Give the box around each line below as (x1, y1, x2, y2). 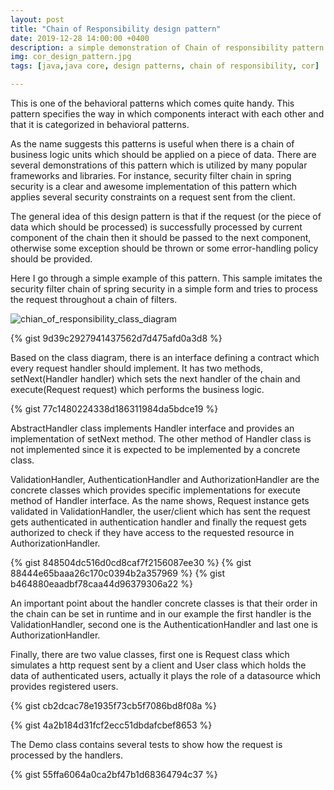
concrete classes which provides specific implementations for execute (10, 484, 301, 496)
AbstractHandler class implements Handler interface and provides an (10, 422, 295, 434)
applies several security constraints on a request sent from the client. (10, 191, 296, 203)
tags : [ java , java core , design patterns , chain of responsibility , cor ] (10, 61, 320, 71)
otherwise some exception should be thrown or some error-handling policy (10, 242, 319, 254)
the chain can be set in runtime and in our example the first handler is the (10, 608, 312, 620)
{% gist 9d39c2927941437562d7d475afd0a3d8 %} (10, 332, 223, 344)
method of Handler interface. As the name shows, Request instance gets (10, 495, 310, 506)
